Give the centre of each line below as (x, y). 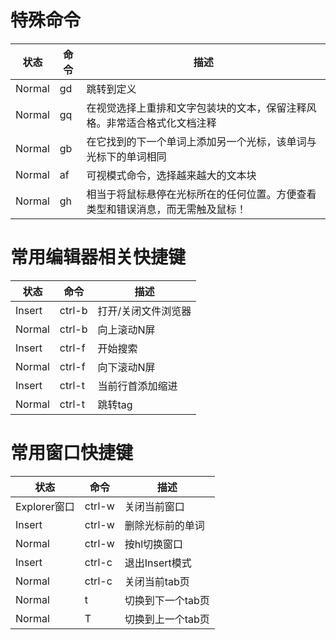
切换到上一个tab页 (167, 619)
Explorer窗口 (45, 506)
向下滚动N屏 (126, 367)
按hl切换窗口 (154, 544)
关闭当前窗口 (154, 506)
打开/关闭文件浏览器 (144, 311)
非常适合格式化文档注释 (161, 123)
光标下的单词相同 (126, 156)
